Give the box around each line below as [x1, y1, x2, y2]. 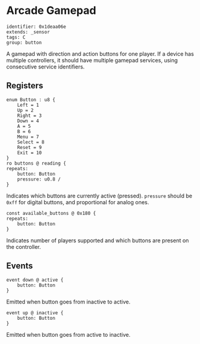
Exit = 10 [17, 150, 42, 156]
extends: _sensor [6, 28, 50, 35]
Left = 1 [17, 102, 39, 108]
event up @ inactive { [6, 309, 64, 316]
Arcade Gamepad [6, 4, 96, 18]
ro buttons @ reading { [6, 160, 67, 167]
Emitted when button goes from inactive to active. [6, 298, 131, 305]
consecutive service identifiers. [6, 63, 85, 70]
